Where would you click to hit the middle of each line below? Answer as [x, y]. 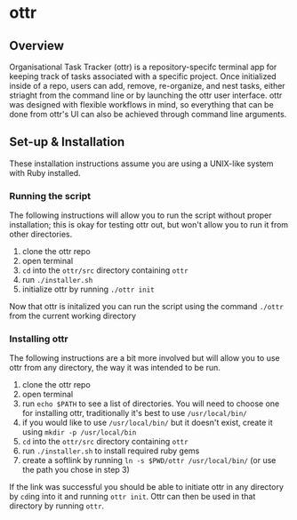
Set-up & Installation [67, 142]
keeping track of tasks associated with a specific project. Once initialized [143, 76]
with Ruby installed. [45, 172]
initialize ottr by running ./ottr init [88, 289]
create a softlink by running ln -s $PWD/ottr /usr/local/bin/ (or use [149, 460]
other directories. [41, 235]
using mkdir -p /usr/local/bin [79, 432]
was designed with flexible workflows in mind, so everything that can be [141, 104]
